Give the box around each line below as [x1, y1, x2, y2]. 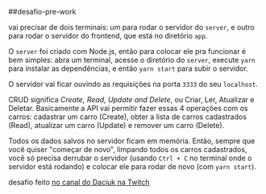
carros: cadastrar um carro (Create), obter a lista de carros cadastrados [8, 112, 247, 122]
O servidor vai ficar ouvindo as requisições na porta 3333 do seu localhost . [8, 80, 258, 89]
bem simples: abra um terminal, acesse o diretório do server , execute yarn [8, 56, 256, 64]
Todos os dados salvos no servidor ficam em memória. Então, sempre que [8, 136, 256, 146]
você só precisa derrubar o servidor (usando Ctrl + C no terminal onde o [8, 153, 252, 163]
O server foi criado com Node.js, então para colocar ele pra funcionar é [8, 47, 247, 56]
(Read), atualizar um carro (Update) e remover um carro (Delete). [8, 121, 225, 130]
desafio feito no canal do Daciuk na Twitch [8, 177, 151, 187]
